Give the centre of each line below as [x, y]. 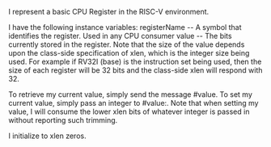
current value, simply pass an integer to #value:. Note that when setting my [133, 103]
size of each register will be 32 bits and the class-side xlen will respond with [135, 70]
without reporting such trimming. [63, 120]
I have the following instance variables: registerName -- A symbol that [125, 27]
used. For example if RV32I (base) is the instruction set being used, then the [135, 61]
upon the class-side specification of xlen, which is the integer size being [129, 53]
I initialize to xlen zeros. [47, 136]
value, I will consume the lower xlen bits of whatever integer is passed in [129, 111]
